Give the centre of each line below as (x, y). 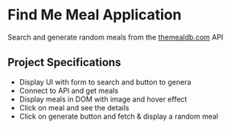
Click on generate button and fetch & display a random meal (119, 116)
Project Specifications (64, 62)
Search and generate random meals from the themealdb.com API (115, 37)
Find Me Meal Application (95, 15)
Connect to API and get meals (68, 90)
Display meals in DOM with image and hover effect (103, 99)
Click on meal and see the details (74, 107)
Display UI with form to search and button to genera (105, 81)
